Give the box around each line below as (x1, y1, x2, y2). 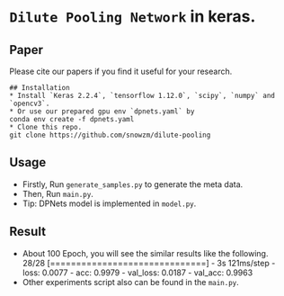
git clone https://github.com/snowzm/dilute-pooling (9, 130, 211, 139)
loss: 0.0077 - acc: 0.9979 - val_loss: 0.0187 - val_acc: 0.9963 (22, 267, 253, 278)
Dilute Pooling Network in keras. (9, 6, 256, 27)
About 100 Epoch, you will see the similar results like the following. (22, 247, 269, 258)
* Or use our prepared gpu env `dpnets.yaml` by (9, 107, 195, 116)
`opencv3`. (9, 99, 50, 108)
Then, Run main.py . (22, 188, 94, 199)
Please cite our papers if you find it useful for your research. (9, 66, 233, 76)
